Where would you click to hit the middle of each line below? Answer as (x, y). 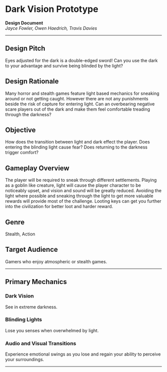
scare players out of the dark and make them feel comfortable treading (78, 109)
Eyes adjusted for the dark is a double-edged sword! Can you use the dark (82, 60)
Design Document (24, 23)
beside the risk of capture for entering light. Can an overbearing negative (80, 104)
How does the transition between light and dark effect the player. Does (78, 142)
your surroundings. (25, 360)
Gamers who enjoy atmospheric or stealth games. (56, 261)
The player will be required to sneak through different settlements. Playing (81, 180)
